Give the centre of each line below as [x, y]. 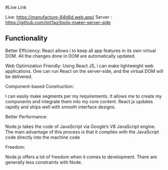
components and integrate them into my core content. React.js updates [79, 101]
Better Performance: [26, 116]
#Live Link [16, 7]
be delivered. [19, 76]
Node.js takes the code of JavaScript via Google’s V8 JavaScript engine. [80, 126]
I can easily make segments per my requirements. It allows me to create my [84, 96]
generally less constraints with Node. [44, 162]
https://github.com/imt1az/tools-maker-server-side [58, 23]
